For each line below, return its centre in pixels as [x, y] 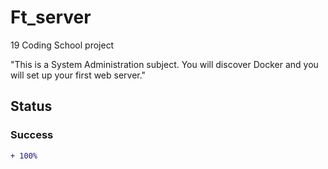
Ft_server [51, 17]
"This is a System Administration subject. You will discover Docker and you [164, 64]
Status [31, 106]
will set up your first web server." [78, 75]
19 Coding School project [62, 45]
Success [32, 135]
